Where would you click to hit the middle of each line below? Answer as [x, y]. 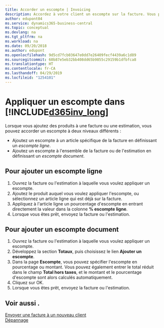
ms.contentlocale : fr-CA [30, 69]
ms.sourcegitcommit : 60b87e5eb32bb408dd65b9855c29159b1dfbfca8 [71, 60]
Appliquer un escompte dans [65, 102]
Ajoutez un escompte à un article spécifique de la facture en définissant [84, 140]
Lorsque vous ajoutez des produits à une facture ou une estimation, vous [79, 125]
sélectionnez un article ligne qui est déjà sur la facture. [67, 199]
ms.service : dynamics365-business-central [49, 23]
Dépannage [17, 320]
